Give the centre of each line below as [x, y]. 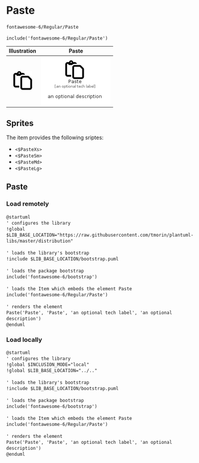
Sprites [20, 123]
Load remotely [28, 204]
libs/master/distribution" [40, 241]
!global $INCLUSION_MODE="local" [48, 364]
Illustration [23, 51]
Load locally [24, 339]
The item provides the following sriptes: [55, 137]
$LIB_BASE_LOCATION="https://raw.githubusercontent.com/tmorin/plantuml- [100, 235]
